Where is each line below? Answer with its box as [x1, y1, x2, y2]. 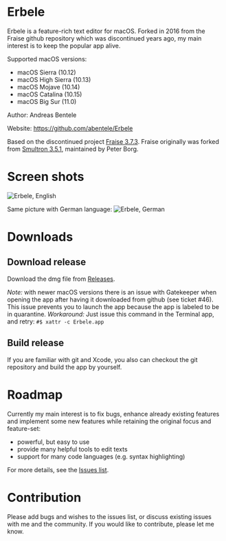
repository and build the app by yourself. [7, 363, 122, 371]
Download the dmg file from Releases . [7, 275, 115, 283]
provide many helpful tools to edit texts [16, 445, 128, 453]
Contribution [7, 489, 82, 505]
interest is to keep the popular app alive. [7, 41, 121, 50]
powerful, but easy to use [16, 438, 90, 446]
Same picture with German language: [7, 204, 113, 213]
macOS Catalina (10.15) [16, 90, 82, 98]
